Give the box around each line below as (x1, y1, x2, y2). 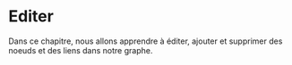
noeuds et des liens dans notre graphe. (8, 45, 153, 55)
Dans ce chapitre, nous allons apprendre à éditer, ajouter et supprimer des (8, 36, 283, 46)
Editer (8, 6, 55, 27)
